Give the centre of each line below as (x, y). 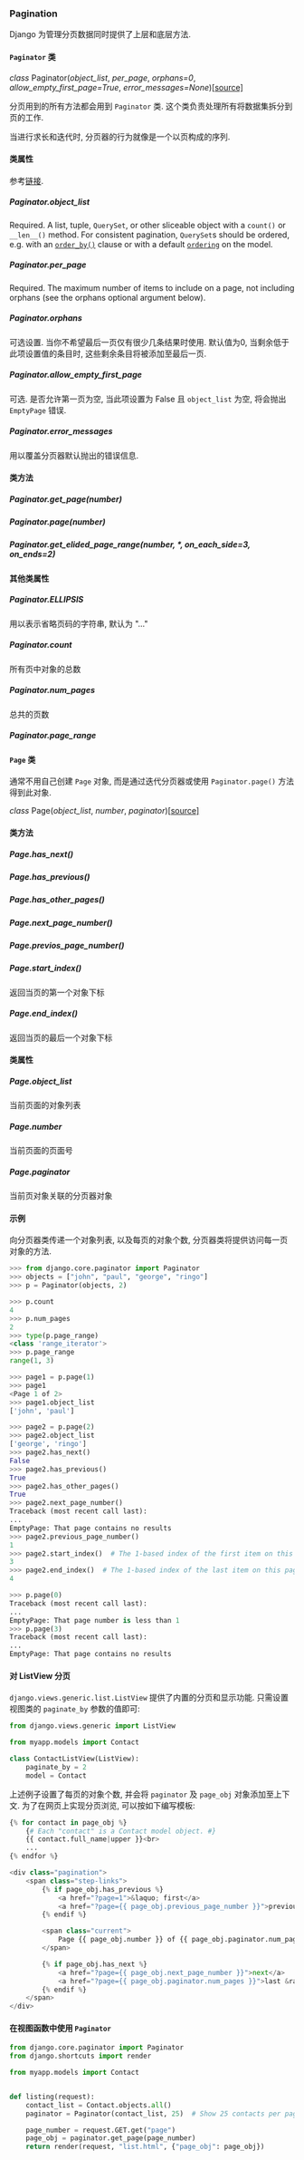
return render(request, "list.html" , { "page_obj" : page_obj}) (145, 2147)
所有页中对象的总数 (45, 669)
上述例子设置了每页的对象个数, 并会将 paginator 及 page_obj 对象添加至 (142, 1794)
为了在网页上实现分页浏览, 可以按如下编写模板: (108, 1805)
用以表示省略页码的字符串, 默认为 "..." (79, 623)
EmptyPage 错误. (38, 410)
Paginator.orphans (46, 318)
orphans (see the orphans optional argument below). (108, 297)
